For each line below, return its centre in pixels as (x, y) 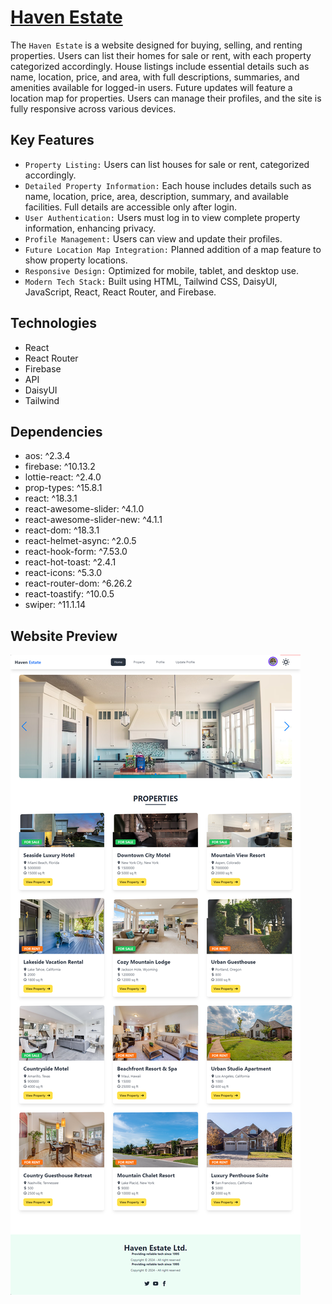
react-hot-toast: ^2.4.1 (70, 562)
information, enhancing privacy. (90, 228)
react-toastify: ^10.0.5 (69, 594)
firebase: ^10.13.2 (60, 467)
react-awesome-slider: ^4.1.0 (84, 509)
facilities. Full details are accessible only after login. (131, 207)
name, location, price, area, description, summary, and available (156, 196)
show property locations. (76, 260)
